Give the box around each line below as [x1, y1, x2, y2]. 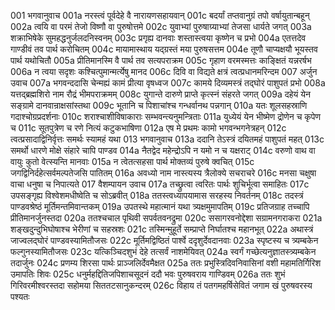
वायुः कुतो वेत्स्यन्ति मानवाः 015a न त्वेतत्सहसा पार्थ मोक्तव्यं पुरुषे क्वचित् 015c [10, 156, 255, 167]
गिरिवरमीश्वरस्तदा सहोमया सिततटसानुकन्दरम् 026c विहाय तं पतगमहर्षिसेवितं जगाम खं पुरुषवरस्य [10, 280, 313, 291]
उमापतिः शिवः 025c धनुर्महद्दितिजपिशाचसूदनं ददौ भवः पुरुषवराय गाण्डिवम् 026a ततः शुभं [10, 268, 286, 280]
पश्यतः [10, 291, 30, 302]
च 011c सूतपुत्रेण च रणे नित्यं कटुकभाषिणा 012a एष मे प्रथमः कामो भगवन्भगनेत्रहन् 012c [10, 122, 287, 134]
